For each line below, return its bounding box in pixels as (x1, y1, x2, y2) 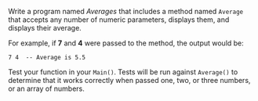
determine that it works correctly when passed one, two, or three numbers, (8, 76, 251, 85)
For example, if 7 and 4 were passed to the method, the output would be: (8, 38, 245, 48)
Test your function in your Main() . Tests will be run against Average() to (8, 67, 238, 77)
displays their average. (8, 23, 82, 32)
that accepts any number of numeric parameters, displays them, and (8, 15, 230, 24)
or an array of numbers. (8, 84, 85, 93)
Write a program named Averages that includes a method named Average (8, 7, 244, 16)
